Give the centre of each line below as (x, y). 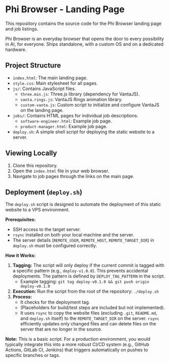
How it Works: (21, 256)
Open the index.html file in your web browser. (61, 171)
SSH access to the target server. (47, 229)
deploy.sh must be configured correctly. (55, 246)
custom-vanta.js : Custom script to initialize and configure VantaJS (90, 105)
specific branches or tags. (33, 355)
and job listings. (22, 28)
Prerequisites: (21, 220)
